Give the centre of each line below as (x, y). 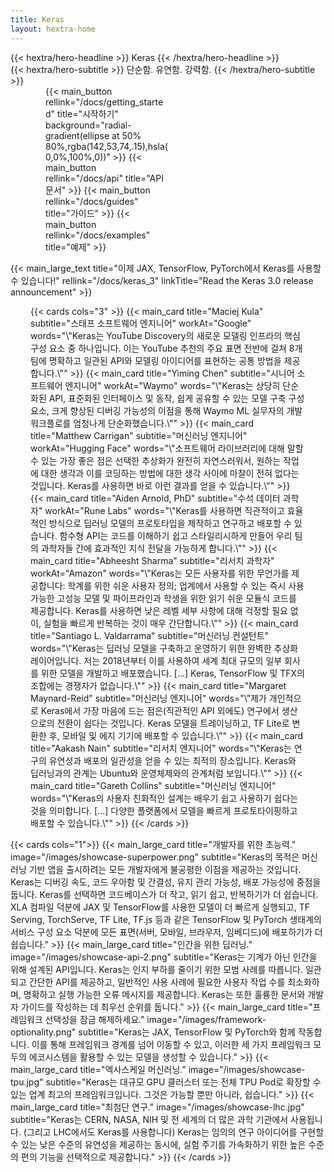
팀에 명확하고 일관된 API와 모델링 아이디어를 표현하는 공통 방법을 (156, 360)
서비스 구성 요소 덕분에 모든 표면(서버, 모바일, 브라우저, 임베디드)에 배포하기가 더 (166, 932)
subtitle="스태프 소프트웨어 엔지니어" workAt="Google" (141, 323)
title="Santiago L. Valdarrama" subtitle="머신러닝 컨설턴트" (150, 635)
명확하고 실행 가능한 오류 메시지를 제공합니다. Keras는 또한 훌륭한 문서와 (164, 994)
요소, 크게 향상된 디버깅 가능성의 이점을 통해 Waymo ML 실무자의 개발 (166, 410)
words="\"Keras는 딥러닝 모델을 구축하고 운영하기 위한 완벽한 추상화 (164, 648)
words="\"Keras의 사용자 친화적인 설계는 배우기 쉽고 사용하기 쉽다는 (164, 798)
